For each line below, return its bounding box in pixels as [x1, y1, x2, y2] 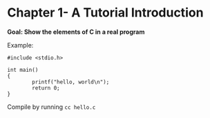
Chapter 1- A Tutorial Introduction [7, 5, 204, 21]
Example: [7, 41, 34, 49]
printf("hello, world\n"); [32, 78, 110, 86]
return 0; [32, 84, 60, 91]
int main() [7, 66, 39, 73]
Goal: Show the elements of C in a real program [7, 28, 145, 36]
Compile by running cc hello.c [7, 102, 96, 111]
